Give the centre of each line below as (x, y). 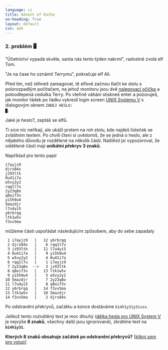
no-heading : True (23, 19)
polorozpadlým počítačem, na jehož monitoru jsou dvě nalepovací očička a (82, 89)
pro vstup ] (16, 342)
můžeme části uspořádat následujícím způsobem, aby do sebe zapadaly (80, 231)
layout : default (22, 24)
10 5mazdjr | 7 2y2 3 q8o (36, 280)
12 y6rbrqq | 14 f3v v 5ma (36, 289)
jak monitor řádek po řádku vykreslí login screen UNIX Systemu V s (74, 100)
